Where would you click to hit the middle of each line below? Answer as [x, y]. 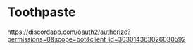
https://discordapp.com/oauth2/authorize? [69, 32]
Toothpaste [42, 12]
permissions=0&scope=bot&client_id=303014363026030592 [96, 39]
